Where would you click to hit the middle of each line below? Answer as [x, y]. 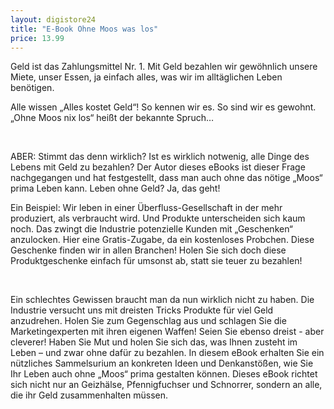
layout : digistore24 [53, 19]
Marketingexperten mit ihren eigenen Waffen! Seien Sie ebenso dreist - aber [167, 332]
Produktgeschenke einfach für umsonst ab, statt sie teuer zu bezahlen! [156, 261]
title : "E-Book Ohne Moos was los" [84, 29]
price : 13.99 [37, 38]
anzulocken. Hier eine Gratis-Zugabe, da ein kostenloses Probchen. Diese [162, 240]
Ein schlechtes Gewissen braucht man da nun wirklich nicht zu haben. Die [162, 300]
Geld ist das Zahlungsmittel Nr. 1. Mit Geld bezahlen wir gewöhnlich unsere [164, 67]
